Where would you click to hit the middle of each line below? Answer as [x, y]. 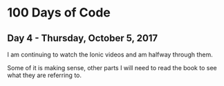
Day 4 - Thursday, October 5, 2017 [83, 38]
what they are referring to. [44, 75]
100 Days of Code [59, 13]
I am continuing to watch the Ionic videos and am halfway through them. [110, 54]
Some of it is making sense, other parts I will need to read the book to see [112, 68]
